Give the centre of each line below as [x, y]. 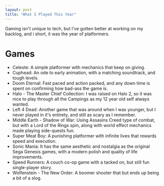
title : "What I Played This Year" [41, 14]
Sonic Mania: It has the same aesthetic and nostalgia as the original [81, 146]
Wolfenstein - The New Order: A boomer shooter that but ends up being [86, 173]
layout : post [19, 10]
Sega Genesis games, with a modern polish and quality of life [75, 152]
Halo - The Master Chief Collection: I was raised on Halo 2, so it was [82, 94]
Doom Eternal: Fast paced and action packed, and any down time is [81, 83]
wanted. [21, 104]
